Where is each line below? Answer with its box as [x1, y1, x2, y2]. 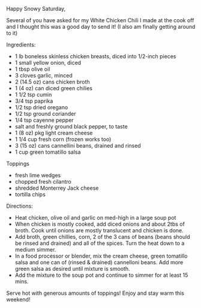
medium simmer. [14, 246, 56, 253]
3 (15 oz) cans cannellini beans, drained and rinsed [14, 142, 141, 149]
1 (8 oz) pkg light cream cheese [14, 129, 93, 136]
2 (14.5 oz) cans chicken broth [14, 78, 90, 85]
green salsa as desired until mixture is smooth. [14, 265, 130, 272]
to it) [6, 29, 18, 37]
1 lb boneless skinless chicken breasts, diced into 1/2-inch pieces [14, 53, 176, 59]
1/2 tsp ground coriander [14, 110, 76, 117]
